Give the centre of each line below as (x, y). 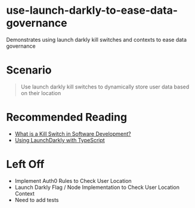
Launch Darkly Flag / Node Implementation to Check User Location (97, 187)
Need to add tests (37, 200)
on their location (41, 93)
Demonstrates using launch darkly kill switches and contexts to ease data (96, 39)
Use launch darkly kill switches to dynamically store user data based (105, 87)
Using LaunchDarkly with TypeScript (60, 140)
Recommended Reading (66, 117)
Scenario (29, 70)
